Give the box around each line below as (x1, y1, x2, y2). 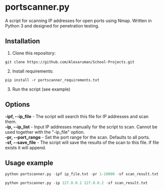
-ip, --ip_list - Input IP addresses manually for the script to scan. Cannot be (5, 124, 158, 130)
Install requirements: (12, 68, 54, 74)
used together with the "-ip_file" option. (5, 129, 85, 135)
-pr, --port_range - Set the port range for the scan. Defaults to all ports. (5, 134, 150, 140)
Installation (5, 37, 40, 46)
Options (5, 100, 30, 109)
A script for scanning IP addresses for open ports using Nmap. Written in (5, 18, 152, 24)
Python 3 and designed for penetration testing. (5, 23, 99, 28)
